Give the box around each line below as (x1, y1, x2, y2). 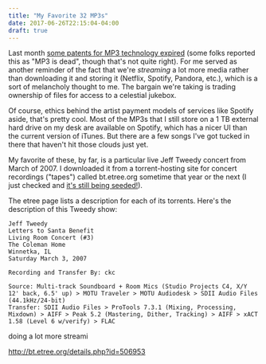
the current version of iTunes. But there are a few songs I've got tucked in (8, 131, 250, 141)
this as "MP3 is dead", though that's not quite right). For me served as (8, 57, 237, 66)
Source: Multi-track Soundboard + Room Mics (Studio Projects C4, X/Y (8, 283, 248, 291)
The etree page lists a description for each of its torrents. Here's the (8, 196, 232, 205)
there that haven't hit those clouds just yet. (8, 140, 149, 150)
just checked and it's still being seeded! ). (8, 181, 143, 190)
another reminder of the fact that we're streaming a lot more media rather (8, 65, 249, 75)
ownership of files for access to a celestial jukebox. (8, 91, 177, 100)
